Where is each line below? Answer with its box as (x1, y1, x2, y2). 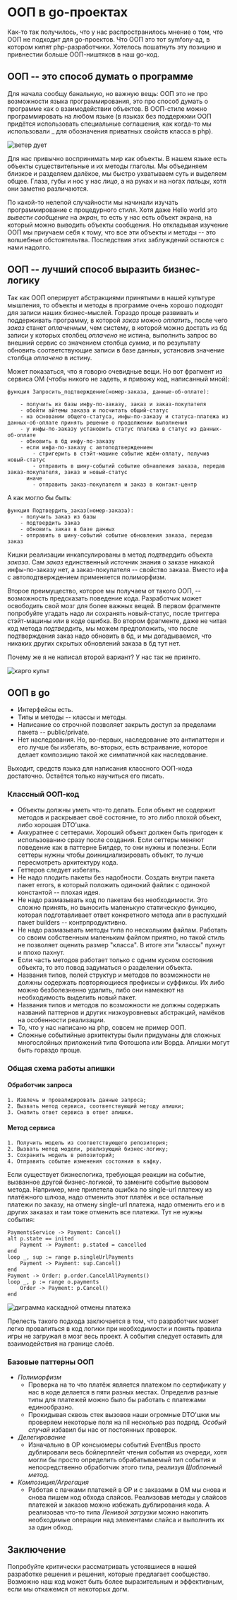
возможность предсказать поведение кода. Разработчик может (7, 594, 202, 603)
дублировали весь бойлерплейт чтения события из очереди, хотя (28, 1448, 227, 1457)
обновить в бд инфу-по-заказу (25, 437, 115, 445)
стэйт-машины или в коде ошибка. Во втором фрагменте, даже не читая (7, 616, 227, 625)
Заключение (7, 1543, 66, 1555)
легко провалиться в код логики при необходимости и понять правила (7, 1325, 222, 1332)
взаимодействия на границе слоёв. (7, 1339, 114, 1348)
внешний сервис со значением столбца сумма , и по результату (7, 338, 201, 347)
